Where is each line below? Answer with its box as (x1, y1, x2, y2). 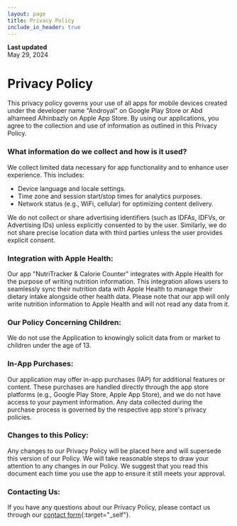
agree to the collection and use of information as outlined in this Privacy (7, 121, 218, 130)
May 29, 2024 (7, 50, 48, 59)
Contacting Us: (7, 487, 60, 497)
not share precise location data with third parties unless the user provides (7, 228, 223, 236)
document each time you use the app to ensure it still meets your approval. (7, 469, 226, 478)
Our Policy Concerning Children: (7, 317, 122, 327)
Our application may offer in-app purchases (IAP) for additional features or (7, 375, 226, 383)
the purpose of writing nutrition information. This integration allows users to (7, 277, 228, 285)
